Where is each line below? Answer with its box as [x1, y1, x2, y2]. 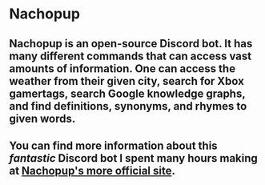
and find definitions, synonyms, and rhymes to [9, 99, 247, 113]
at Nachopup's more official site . [9, 163, 175, 177]
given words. [9, 111, 76, 125]
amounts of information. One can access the [9, 62, 235, 75]
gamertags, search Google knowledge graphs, [9, 86, 246, 100]
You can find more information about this [9, 139, 219, 152]
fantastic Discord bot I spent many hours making [9, 151, 259, 165]
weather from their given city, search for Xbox [9, 74, 245, 88]
